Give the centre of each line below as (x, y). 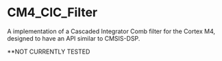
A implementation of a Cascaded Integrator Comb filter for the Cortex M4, (111, 31)
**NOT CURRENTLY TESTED (49, 52)
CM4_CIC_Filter (52, 13)
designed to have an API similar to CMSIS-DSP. (74, 38)
